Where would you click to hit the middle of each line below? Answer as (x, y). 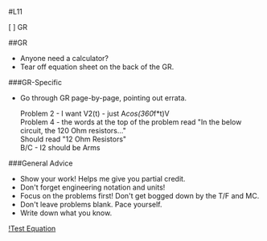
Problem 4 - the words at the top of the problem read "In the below (131, 122)
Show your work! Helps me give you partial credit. (103, 179)
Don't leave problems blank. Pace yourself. (91, 204)
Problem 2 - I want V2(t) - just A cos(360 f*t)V (95, 113)
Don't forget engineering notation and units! (92, 187)
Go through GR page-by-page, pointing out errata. (103, 98)
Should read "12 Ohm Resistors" (73, 139)
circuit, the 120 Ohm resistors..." (73, 131)
